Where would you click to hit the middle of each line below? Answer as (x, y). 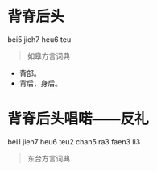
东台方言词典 (48, 158)
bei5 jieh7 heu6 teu (39, 39)
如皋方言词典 (48, 56)
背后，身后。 (40, 83)
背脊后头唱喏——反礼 (78, 119)
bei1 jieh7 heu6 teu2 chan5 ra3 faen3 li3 (74, 141)
